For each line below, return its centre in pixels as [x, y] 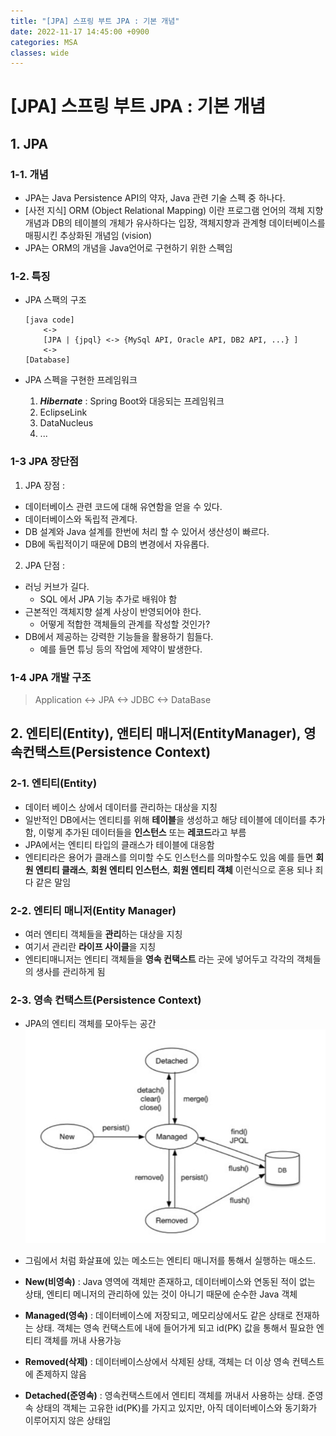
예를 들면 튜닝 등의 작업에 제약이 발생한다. [121, 649]
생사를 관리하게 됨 [70, 971]
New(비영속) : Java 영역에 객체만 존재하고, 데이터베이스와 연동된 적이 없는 [170, 1281]
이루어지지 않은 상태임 [68, 1420]
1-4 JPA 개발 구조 [51, 677]
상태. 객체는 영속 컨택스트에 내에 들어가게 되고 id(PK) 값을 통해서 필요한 [175, 1327]
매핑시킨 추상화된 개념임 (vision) [88, 236]
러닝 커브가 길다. [57, 586]
